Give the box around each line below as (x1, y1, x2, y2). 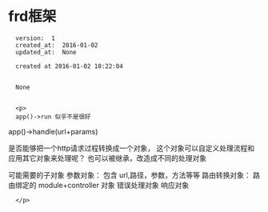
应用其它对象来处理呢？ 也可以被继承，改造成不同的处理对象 (8, 153, 206, 162)
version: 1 (15, 34, 56, 42)
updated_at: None (15, 48, 78, 56)
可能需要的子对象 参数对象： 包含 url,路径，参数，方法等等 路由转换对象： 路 (8, 170, 260, 180)
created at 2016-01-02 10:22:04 (15, 62, 124, 70)
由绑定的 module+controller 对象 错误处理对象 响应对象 (8, 180, 190, 190)
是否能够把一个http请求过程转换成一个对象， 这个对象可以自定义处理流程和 (8, 143, 254, 153)
